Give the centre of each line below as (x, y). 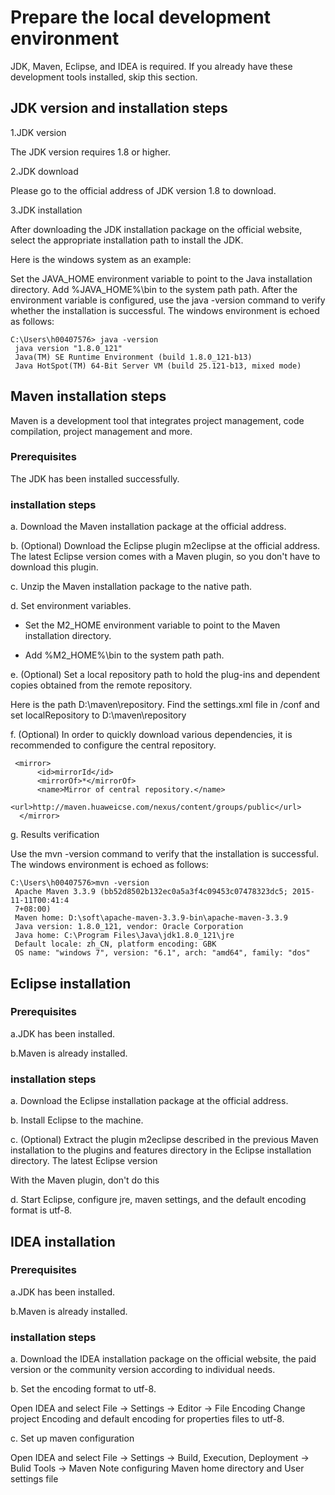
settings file (34, 1479)
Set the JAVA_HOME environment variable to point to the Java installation (161, 278)
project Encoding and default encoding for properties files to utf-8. (147, 1419)
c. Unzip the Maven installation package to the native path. (131, 587)
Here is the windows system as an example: (101, 259)
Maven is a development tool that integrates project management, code (157, 420)
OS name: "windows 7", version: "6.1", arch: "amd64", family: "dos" (162, 953)
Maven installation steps (88, 396)
